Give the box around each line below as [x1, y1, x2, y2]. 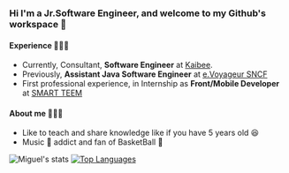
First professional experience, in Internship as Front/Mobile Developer [21, 79, 280, 89]
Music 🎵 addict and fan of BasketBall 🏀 [21, 137, 164, 147]
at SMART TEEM [21, 87, 82, 99]
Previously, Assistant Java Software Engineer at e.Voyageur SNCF [21, 69, 268, 79]
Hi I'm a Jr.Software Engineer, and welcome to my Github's [9, 7, 267, 19]
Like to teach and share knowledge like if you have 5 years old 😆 [21, 127, 259, 139]
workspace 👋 [9, 18, 67, 30]
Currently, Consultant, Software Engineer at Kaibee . [21, 60, 214, 71]
